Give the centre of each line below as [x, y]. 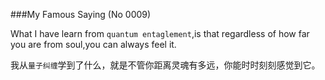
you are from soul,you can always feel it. [93, 44]
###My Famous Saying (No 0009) [81, 14]
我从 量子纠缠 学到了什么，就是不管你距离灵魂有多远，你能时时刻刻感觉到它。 [165, 65]
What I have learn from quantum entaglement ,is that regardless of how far [160, 33]
